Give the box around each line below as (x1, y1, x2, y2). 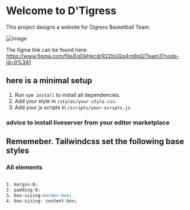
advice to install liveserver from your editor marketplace (6, 118, 170, 127)
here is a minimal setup (6, 76, 93, 86)
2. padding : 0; (6, 187, 41, 193)
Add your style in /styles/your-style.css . (14, 97, 117, 104)
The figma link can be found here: (6, 46, 88, 53)
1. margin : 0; (6, 182, 38, 188)
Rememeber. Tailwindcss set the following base (6, 137, 185, 147)
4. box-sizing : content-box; (6, 198, 77, 204)
